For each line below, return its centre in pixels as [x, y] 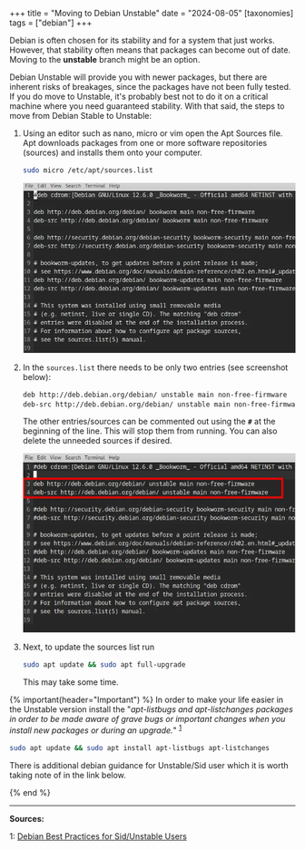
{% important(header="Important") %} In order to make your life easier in [147, 700]
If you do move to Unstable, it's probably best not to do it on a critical [139, 96]
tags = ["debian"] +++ [51, 23]
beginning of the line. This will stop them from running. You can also [150, 431]
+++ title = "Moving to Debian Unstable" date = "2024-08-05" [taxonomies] [152, 13]
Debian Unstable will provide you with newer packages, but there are [138, 77]
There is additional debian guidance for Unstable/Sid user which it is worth [149, 765]
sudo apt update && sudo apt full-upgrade [104, 665]
